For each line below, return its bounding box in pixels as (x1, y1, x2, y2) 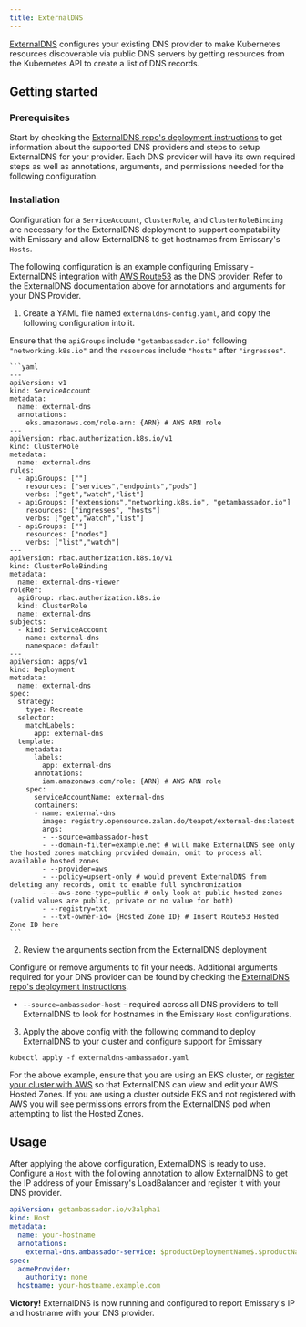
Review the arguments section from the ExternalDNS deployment (22, 944, 267, 954)
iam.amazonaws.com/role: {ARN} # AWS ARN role (42, 776, 222, 786)
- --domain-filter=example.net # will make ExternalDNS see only (42, 840, 296, 850)
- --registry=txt (42, 903, 107, 914)
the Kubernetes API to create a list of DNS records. (9, 57, 200, 68)
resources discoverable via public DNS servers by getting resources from (9, 47, 285, 59)
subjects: (9, 617, 47, 627)
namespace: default (25, 641, 100, 650)
